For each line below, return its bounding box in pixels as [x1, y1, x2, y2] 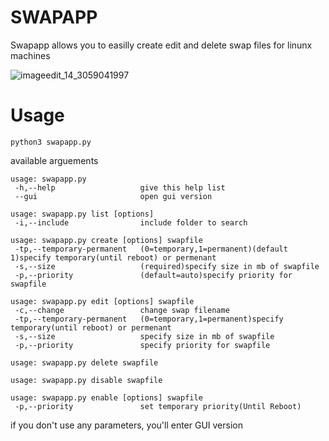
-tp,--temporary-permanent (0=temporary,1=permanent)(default [14, 244, 288, 254]
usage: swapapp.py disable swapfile [10, 375, 163, 385]
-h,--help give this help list [14, 182, 226, 193]
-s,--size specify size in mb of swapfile [14, 331, 275, 341]
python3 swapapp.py [10, 137, 92, 147]
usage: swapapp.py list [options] [10, 209, 155, 219]
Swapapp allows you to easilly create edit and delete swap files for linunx [10, 39, 313, 51]
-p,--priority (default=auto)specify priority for [14, 270, 293, 280]
